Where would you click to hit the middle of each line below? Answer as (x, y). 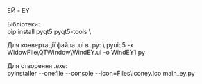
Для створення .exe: (37, 66)
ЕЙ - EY (18, 11)
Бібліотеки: (24, 24)
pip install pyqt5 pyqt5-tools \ (49, 32)
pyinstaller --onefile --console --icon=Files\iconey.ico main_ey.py (101, 73)
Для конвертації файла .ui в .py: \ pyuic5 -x (70, 45)
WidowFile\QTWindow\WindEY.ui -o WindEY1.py (76, 52)
